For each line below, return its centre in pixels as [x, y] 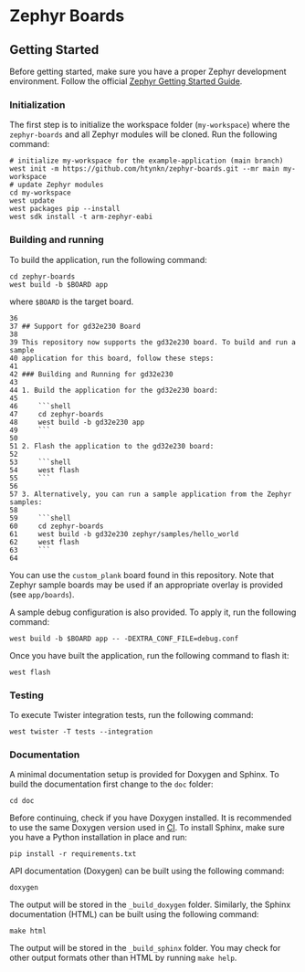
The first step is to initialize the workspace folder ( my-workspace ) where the [150, 125]
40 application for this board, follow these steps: [112, 358]
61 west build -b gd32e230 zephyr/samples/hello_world [124, 534]
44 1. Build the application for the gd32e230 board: [114, 390]
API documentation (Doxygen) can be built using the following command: [147, 871]
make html [28, 931]
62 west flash [44, 542]
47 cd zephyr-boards [57, 414]
